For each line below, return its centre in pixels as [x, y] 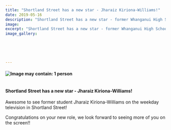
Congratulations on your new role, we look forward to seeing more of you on [85, 117]
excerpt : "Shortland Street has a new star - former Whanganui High [79, 29]
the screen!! [18, 123]
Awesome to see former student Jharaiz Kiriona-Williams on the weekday [82, 102]
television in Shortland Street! [36, 108]
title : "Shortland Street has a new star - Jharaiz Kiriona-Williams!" [83, 10]
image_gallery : [21, 34]
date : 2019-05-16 [24, 15]
